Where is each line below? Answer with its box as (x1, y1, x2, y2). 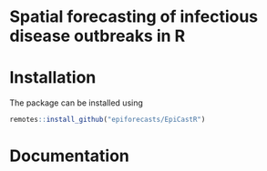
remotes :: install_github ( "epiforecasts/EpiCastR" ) (9, 116, 206, 125)
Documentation (9, 146, 130, 166)
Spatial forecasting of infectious (9, 6, 259, 27)
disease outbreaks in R (9, 25, 186, 46)
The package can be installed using (9, 97, 144, 108)
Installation (9, 67, 97, 88)
